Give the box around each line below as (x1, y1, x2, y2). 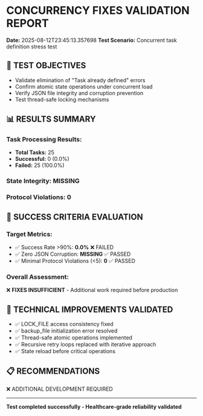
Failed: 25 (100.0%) (14, 161, 65, 169)
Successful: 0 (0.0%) (14, 155, 69, 163)
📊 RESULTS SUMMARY (6, 114, 96, 125)
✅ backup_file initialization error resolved (14, 327, 118, 334)
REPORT (6, 16, 50, 30)
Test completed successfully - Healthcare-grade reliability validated (6, 403, 182, 410)
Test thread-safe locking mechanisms (14, 96, 109, 103)
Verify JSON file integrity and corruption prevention (14, 89, 144, 97)
